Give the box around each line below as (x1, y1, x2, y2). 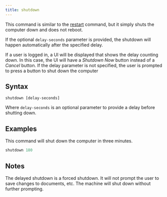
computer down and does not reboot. (5, 26, 83, 33)
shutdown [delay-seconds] (5, 95, 60, 101)
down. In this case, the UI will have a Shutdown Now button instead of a (5, 57, 155, 63)
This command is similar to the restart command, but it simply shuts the (5, 21, 154, 27)
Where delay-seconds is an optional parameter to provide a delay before (5, 105, 155, 111)
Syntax (5, 82, 28, 91)
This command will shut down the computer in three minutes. (5, 138, 133, 144)
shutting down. (5, 110, 36, 116)
